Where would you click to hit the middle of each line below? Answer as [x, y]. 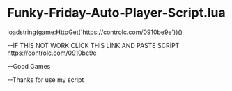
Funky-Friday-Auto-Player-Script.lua [117, 13]
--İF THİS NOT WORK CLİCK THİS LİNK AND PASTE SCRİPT [93, 45]
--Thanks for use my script [46, 80]
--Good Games [29, 66]
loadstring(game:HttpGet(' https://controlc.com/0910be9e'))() [95, 32]
